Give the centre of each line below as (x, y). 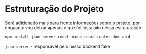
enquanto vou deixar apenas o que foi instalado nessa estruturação (73, 27)
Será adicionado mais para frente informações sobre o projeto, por (73, 23)
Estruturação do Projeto (55, 9)
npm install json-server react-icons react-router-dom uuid (68, 37)
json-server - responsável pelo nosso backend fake (58, 46)
